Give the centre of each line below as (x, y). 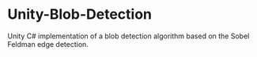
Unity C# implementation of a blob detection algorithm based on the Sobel (128, 36)
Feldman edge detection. (48, 44)
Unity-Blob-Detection (79, 14)
